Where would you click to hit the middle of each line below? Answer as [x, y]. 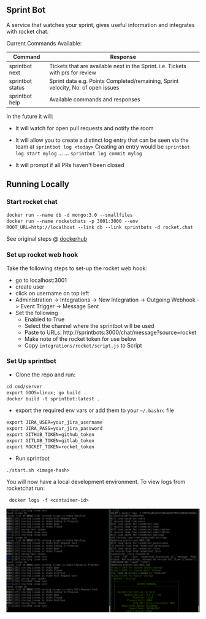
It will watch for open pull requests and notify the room [84, 128]
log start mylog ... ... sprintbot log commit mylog [78, 153]
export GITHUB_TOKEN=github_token [51, 434]
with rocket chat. [28, 31]
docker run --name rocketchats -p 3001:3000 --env [72, 221]
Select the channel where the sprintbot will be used [89, 325]
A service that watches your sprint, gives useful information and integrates [101, 25]
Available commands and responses [95, 99]
